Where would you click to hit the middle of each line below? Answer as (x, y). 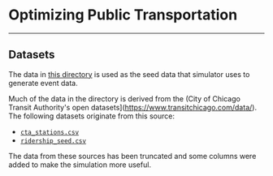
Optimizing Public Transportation (123, 15)
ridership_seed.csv (53, 141)
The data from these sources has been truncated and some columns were (132, 156)
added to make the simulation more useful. (80, 165)
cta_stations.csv (50, 132)
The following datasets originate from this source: (91, 116)
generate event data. (43, 83)
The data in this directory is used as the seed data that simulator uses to (129, 74)
